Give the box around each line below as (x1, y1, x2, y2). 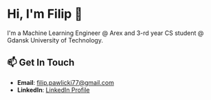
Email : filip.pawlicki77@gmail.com (16, 78, 115, 86)
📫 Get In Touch (7, 57, 75, 68)
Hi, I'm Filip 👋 (7, 6, 83, 22)
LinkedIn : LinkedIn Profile (16, 86, 90, 94)
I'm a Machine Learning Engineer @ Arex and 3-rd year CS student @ (7, 29, 204, 37)
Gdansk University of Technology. (7, 36, 103, 44)
